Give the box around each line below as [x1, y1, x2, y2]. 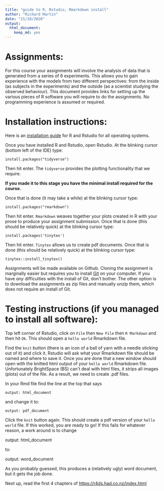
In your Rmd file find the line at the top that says [5, 380, 102, 387]
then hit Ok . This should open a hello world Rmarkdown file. [5, 335, 127, 341]
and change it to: [5, 398, 39, 404]
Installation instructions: [5, 116, 107, 128]
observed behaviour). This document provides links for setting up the [5, 88, 145, 94]
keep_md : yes [14, 30, 41, 35]
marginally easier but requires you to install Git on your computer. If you [5, 270, 150, 276]
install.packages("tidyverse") [5, 157, 69, 162]
